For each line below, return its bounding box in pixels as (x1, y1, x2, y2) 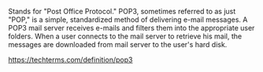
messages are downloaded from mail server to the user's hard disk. (8, 40, 228, 49)
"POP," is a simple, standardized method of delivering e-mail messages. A (8, 15, 248, 24)
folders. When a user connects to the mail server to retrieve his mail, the (8, 31, 243, 41)
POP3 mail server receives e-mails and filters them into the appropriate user (8, 23, 255, 32)
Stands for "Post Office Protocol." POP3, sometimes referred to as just (8, 7, 236, 16)
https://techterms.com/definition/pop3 (8, 55, 133, 64)
